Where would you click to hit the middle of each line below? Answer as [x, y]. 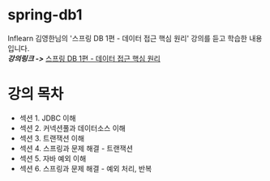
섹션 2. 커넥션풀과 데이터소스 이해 [73, 128]
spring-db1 [45, 15]
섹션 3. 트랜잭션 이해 [52, 138]
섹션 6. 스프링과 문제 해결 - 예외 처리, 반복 [86, 168]
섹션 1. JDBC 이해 [47, 118]
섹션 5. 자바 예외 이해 [53, 158]
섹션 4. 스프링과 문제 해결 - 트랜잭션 [76, 148]
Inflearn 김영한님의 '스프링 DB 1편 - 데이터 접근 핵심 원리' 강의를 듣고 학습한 [128, 38]
